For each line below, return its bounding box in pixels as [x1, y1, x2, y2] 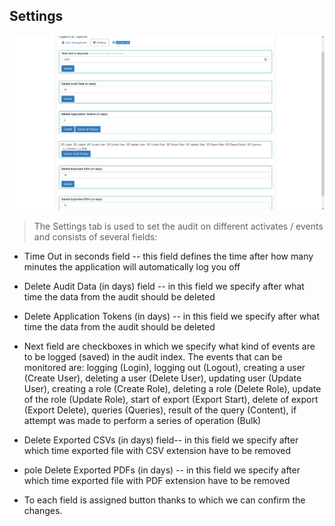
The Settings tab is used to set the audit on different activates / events [33, 220, 324, 232]
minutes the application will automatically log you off [23, 260, 241, 273]
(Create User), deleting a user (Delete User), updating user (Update [23, 372, 302, 384]
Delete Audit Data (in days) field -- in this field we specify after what [23, 280, 305, 292]
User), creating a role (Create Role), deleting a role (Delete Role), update [23, 382, 322, 394]
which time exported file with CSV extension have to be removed [23, 444, 292, 456]
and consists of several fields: [33, 230, 158, 243]
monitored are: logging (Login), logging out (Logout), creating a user [23, 361, 306, 373]
